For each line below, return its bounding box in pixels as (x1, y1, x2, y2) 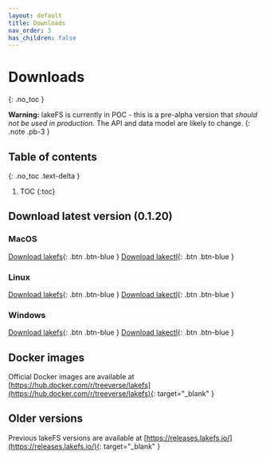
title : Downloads (8, 19, 66, 27)
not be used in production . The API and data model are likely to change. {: (8, 119, 251, 128)
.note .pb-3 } (8, 127, 50, 136)
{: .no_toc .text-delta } (8, 171, 80, 180)
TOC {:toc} (19, 186, 56, 196)
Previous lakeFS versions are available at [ (8, 433, 147, 442)
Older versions (8, 412, 84, 426)
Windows (8, 309, 46, 320)
